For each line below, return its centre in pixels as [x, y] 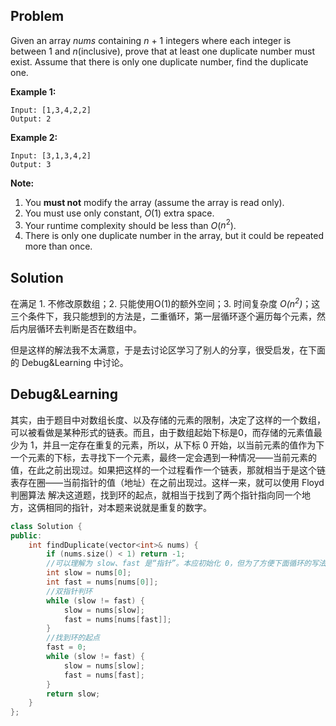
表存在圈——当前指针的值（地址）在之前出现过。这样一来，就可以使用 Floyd [167, 482]
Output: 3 [31, 164]
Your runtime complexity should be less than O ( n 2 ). [130, 224]
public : [26, 535]
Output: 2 [31, 119]
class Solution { [46, 526]
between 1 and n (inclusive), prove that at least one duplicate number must [162, 51]
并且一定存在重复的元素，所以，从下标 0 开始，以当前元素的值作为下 [183, 445]
